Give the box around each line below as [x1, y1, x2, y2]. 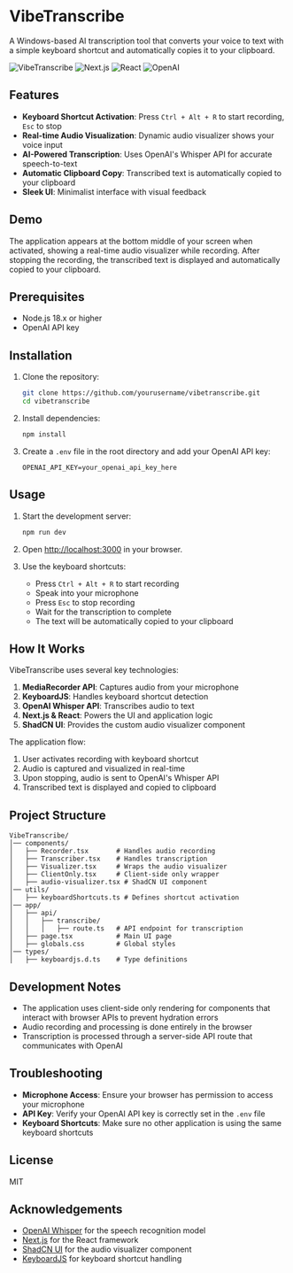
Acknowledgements [9, 1201, 123, 1216]
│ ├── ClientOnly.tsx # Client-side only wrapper [9, 870, 220, 879]
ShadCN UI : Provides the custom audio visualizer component [21, 720, 246, 730]
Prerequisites [9, 289, 85, 305]
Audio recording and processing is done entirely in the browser [21, 1021, 252, 1032]
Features [9, 88, 59, 103]
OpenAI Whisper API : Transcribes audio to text [21, 701, 195, 712]
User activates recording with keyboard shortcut [21, 754, 199, 765]
